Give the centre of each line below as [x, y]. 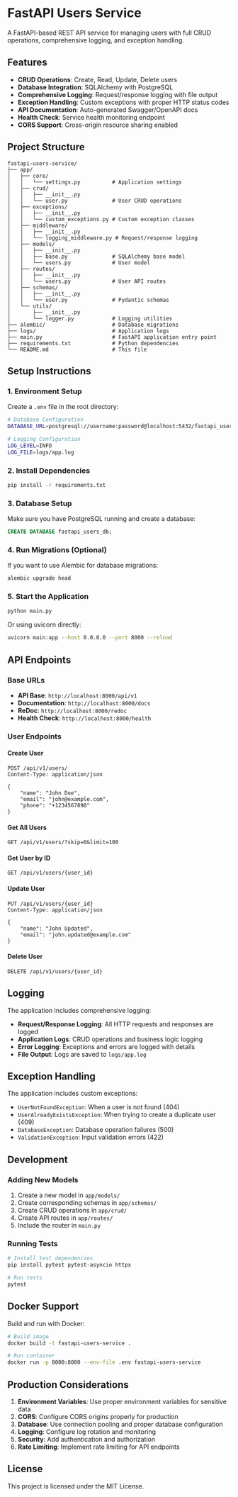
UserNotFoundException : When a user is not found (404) [98, 1107]
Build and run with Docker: [46, 1323]
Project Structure [46, 147]
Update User [26, 888]
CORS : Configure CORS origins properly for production [98, 1417]
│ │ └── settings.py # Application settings [95, 182]
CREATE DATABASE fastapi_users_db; [60, 532]
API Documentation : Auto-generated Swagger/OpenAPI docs [108, 110]
